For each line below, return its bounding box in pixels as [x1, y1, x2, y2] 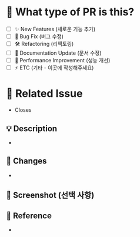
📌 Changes [6, 156, 47, 166]
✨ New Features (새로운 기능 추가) [14, 25, 96, 32]
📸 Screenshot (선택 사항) [6, 191, 95, 201]
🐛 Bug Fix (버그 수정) [14, 33, 64, 40]
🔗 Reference [6, 211, 52, 221]
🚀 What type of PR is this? [6, 5, 135, 19]
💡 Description [6, 123, 58, 133]
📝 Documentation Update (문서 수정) [14, 49, 102, 56]
